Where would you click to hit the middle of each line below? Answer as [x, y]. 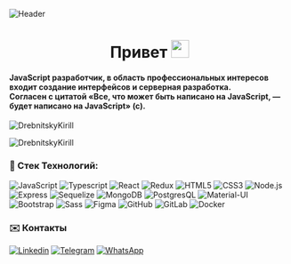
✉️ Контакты [38, 228]
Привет [139, 52]
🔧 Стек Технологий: [54, 166]
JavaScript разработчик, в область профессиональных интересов [139, 77]
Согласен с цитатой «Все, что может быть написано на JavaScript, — [145, 96]
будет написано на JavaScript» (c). [77, 106]
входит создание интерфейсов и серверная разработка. [120, 87]
